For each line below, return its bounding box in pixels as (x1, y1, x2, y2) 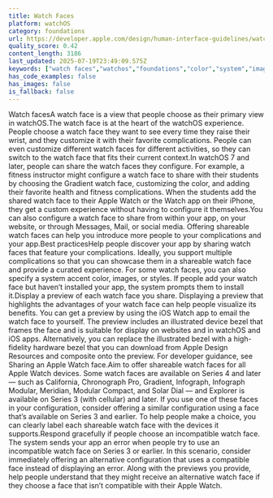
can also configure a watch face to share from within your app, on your (8, 213, 246, 223)
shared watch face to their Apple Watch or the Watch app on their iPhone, (8, 196, 256, 206)
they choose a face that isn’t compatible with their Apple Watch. (8, 481, 223, 491)
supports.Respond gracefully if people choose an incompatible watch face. (8, 429, 260, 439)
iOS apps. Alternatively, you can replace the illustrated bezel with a (8, 334, 232, 344)
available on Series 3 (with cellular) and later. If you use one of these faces (8, 395, 258, 405)
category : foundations (8, 27, 85, 35)
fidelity (8, 343, 32, 353)
